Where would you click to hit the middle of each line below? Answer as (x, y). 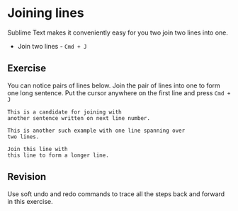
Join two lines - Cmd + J (52, 46)
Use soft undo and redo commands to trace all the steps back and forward (116, 194)
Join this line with (38, 149)
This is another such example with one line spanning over (96, 131)
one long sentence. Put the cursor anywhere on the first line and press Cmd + (119, 92)
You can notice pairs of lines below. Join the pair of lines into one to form (114, 85)
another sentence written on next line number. (79, 118)
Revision (27, 177)
